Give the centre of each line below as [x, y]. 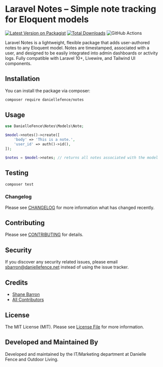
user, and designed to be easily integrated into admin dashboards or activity [81, 53]
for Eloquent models [47, 19]
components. [18, 63]
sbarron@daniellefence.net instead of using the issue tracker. [67, 267]
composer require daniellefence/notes [44, 100]
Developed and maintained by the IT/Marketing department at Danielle [76, 354]
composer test [20, 184]
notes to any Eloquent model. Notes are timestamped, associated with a [77, 48]
